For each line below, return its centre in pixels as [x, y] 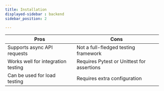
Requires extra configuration [109, 78]
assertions [89, 68]
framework [89, 54]
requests [18, 54]
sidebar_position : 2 [26, 18]
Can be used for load [31, 75]
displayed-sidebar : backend [35, 14]
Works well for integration [37, 61]
